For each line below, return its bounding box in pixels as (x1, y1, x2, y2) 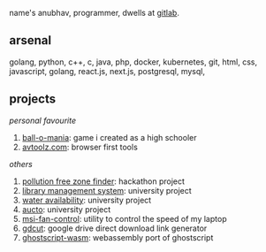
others (9, 158, 33, 169)
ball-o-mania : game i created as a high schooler (21, 132, 197, 142)
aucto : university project (21, 203, 111, 215)
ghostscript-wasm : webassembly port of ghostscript (21, 232, 214, 242)
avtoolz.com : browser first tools (21, 141, 139, 152)
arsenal (9, 33, 51, 48)
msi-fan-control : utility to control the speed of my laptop (21, 213, 227, 224)
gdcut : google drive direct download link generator (21, 223, 208, 233)
